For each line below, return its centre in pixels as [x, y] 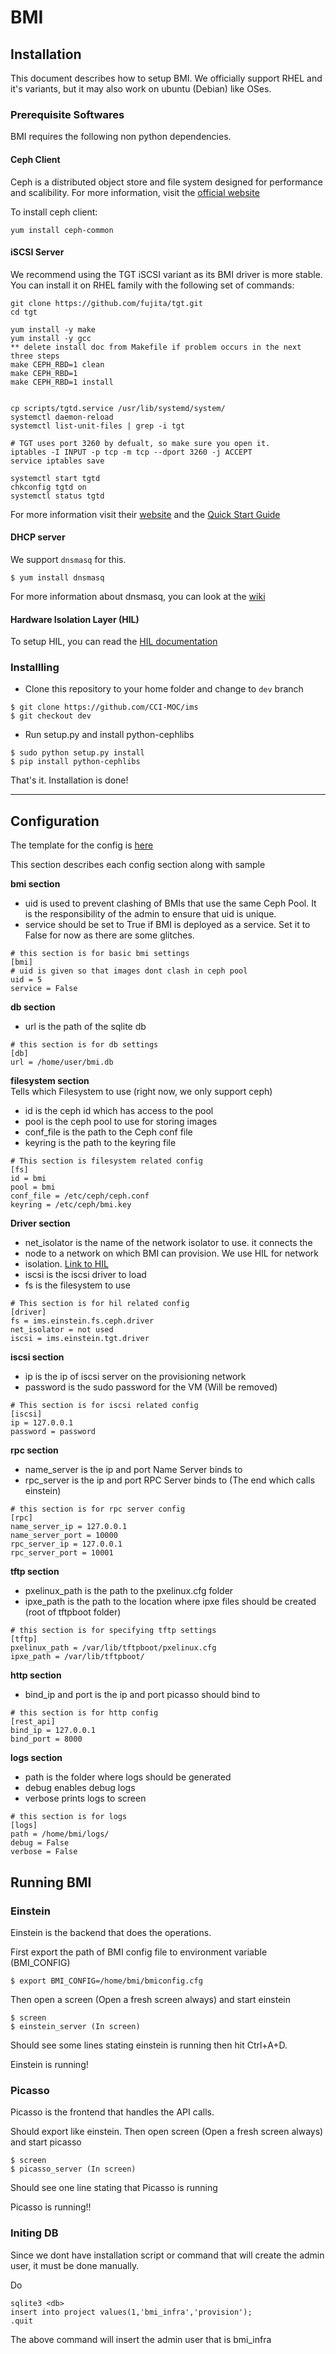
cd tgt [24, 312]
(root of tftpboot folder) [73, 1612]
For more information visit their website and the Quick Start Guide [145, 514]
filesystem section [50, 1081]
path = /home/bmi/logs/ [60, 1834]
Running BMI [51, 1882]
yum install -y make [53, 329]
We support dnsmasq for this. [68, 559]
